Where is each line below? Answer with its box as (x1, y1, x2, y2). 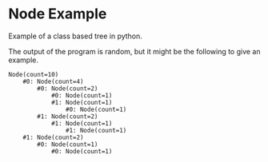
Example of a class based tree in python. (8, 31, 142, 41)
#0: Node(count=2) (37, 85, 98, 93)
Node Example (8, 5, 107, 23)
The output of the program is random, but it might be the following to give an (8, 46, 262, 56)
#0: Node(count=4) (22, 77, 84, 85)
